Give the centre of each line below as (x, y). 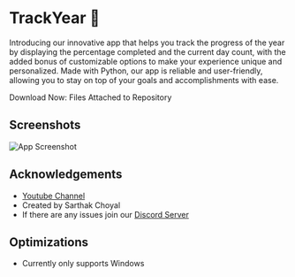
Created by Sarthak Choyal (71, 205)
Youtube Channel (53, 196)
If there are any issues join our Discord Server (106, 214)
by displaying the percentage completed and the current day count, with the (147, 51)
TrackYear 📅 (55, 18)
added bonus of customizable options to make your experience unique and (146, 61)
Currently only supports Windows (83, 264)
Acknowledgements (66, 175)
